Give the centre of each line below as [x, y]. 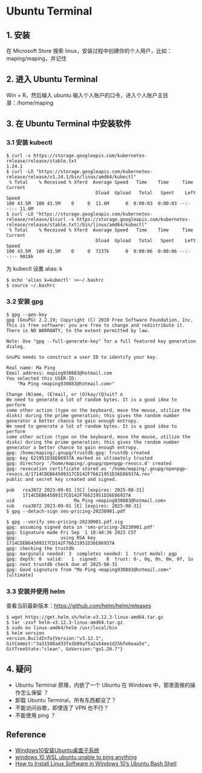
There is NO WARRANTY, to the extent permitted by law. [78, 330]
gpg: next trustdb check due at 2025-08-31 [62, 564]
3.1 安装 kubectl [29, 143]
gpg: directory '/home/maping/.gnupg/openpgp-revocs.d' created [89, 463]
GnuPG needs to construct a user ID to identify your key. [82, 357]
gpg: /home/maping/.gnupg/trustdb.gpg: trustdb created [78, 453]
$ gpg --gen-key [27, 315]
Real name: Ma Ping [31, 368]
